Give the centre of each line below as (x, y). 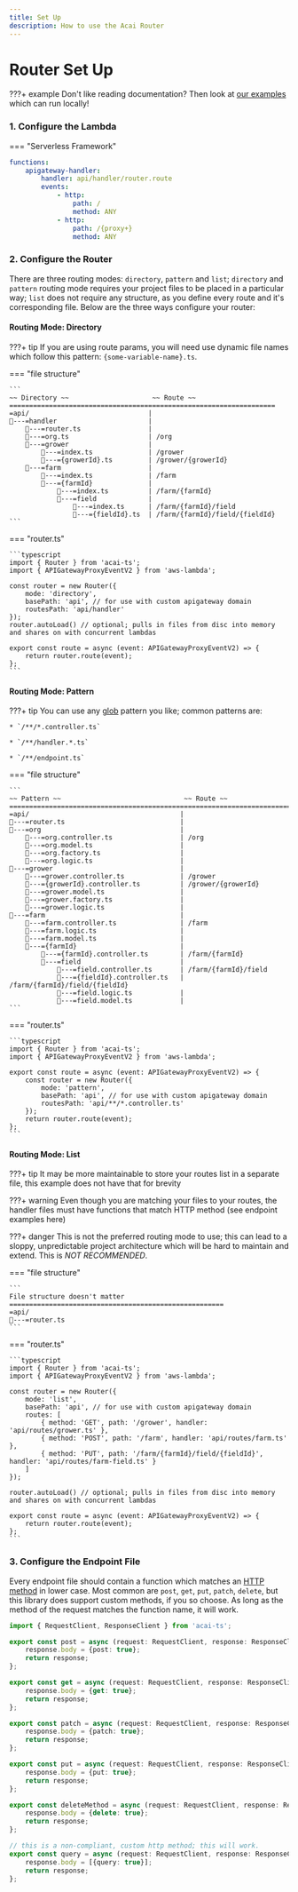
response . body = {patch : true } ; (85, 1732)
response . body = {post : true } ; (83, 1650)
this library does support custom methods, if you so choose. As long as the (146, 1600)
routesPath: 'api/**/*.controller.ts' (113, 1104)
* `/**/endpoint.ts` (47, 759)
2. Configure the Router (61, 259)
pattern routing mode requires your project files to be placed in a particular (147, 288)
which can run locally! (49, 104)
